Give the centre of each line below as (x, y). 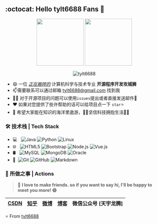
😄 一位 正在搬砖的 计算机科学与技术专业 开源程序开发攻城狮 (74, 84)
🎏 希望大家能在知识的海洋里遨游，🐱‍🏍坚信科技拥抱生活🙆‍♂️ (71, 112)
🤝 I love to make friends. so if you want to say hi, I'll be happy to (85, 185)
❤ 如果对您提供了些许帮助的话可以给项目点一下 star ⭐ (68, 104)
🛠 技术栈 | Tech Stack (32, 126)
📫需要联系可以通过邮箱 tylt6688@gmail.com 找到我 (66, 90)
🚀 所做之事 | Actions (30, 174)
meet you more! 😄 (37, 190)
